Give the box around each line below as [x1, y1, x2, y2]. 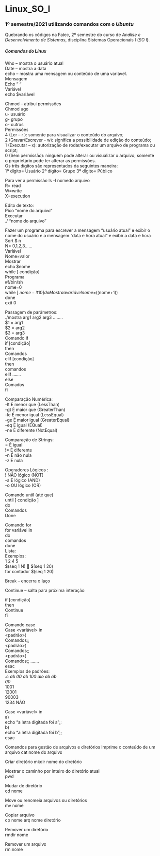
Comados [5, 382, 25, 388]
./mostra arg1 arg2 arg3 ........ [5, 315, 63, 320]
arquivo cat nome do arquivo [5, 749, 63, 755]
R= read [5, 183, 21, 188]
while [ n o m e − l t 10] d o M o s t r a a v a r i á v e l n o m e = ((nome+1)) [5, 290, 118, 296]
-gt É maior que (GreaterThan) [5, 407, 65, 412]
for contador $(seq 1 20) [5, 569, 54, 575]
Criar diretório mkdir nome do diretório [5, 759, 82, 765]
